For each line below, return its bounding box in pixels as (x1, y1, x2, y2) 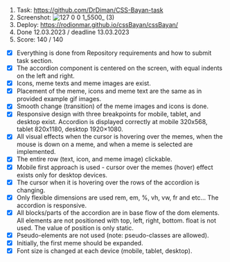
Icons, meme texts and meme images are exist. (16, 79, 152, 87)
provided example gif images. (16, 95, 102, 103)
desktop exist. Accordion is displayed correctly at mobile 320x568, (16, 118, 208, 126)
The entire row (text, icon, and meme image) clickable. (16, 155, 172, 164)
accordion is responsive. (16, 201, 87, 209)
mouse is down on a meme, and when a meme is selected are (16, 140, 193, 148)
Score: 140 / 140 (16, 35, 64, 44)
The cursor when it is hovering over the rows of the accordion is (16, 178, 200, 186)
